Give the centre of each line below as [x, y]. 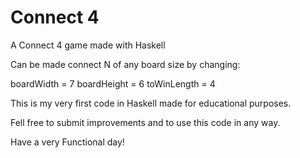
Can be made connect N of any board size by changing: [125, 64]
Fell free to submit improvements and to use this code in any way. [145, 122]
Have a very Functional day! [67, 142]
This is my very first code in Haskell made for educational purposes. [151, 103]
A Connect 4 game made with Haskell [88, 45]
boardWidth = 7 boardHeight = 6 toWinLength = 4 [113, 83]
